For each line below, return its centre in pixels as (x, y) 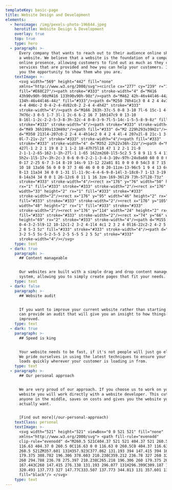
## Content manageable (43, 258)
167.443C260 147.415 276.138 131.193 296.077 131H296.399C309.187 (91, 465)
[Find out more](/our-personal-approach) (64, 418)
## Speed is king (37, 338)
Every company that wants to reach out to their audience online (90, 53)
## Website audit (37, 296)
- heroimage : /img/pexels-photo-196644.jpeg (58, 24)
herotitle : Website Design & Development (59, 29)
